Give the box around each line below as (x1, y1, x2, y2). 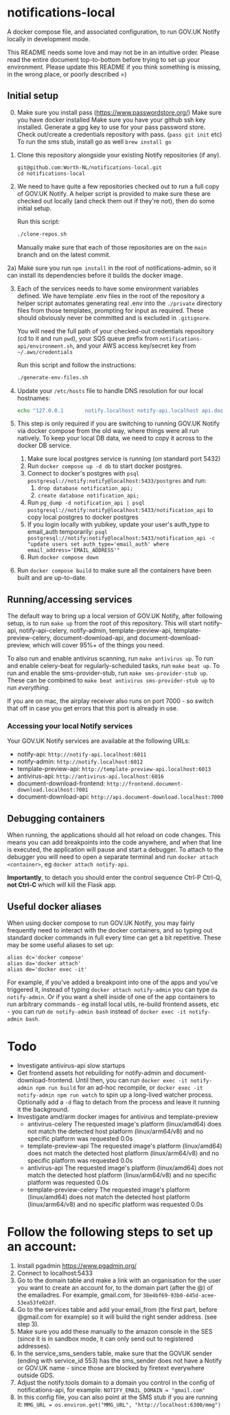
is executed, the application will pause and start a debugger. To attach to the (7, 845, 224, 854)
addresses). (16, 1341, 51, 1350)
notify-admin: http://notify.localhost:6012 (16, 757, 143, 766)
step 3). (16, 1319, 40, 1328)
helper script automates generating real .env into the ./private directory (16, 299, 222, 307)
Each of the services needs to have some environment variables (16, 284, 199, 293)
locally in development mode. (7, 34, 91, 43)
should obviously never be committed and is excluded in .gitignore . (16, 313, 211, 322)
